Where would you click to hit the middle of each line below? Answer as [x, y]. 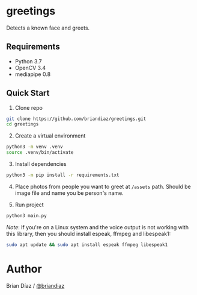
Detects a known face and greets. [48, 28]
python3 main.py [26, 215]
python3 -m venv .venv [35, 147]
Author [24, 269]
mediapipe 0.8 [33, 74]
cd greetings [23, 124]
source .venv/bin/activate [40, 153]
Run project [29, 205]
